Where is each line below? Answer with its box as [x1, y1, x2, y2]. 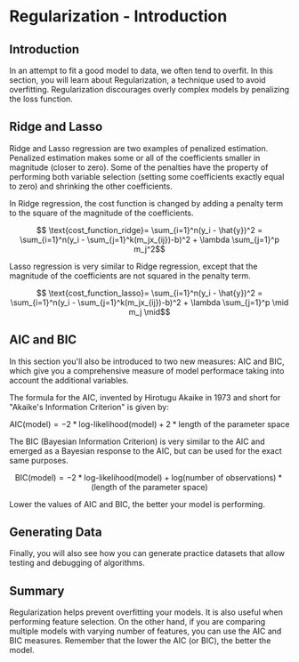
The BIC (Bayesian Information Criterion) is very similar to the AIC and [9, 436, 265, 447]
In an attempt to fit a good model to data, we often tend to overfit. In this [9, 65, 273, 76]
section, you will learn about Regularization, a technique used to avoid [9, 75, 266, 85]
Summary [9, 583, 65, 598]
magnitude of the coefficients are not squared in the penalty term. [9, 270, 251, 281]
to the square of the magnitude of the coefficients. [9, 207, 194, 218]
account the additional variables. [9, 375, 129, 385]
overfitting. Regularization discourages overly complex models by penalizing [9, 85, 290, 94]
